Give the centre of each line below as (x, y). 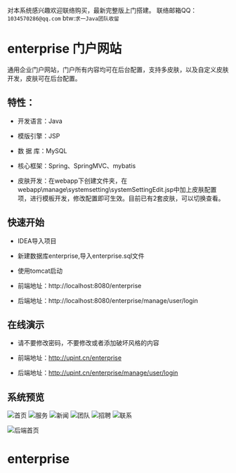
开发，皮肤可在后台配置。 (44, 78)
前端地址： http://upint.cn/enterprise (69, 358)
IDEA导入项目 (37, 240)
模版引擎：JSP (39, 136)
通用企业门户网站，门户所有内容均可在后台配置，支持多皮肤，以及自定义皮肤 (118, 70)
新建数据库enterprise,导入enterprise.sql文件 (81, 256)
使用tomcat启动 (40, 271)
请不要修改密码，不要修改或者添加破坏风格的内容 (88, 343)
